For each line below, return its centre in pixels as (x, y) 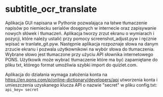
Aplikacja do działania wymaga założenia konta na (56, 74)
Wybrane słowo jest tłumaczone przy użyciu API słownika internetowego (79, 54)
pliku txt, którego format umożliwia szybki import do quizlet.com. (71, 65)
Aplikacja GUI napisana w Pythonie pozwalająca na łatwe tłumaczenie (76, 23)
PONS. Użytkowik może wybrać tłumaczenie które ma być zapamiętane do (81, 59)
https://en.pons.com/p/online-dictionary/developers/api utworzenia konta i (81, 80)
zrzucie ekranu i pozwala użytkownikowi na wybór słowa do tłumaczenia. (80, 49)
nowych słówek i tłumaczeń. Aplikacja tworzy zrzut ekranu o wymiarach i (80, 33)
